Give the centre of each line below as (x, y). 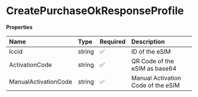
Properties (19, 27)
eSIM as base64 (154, 68)
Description (148, 41)
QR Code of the (153, 61)
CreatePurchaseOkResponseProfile (95, 11)
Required (112, 41)
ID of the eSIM (151, 51)
